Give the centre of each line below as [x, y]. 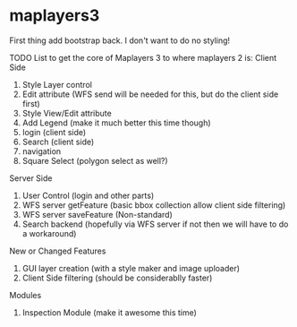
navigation [42, 151]
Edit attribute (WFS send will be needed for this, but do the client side [150, 94]
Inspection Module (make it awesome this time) [109, 312]
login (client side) [54, 132]
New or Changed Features [58, 251]
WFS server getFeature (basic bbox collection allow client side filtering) [154, 205]
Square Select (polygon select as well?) [95, 160]
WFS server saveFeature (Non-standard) [97, 214]
